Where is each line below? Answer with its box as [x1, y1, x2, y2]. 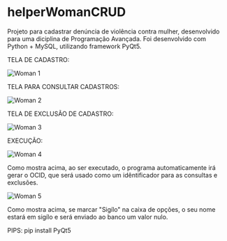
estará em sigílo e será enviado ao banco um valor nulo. [7, 212, 168, 221]
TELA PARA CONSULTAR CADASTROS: [7, 82, 120, 91]
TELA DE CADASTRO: [7, 55, 70, 63]
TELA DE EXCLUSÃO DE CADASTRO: [7, 109, 114, 118]
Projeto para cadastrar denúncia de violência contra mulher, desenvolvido [7, 27, 220, 36]
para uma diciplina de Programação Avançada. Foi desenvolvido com [7, 34, 207, 42]
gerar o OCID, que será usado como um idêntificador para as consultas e [7, 171, 218, 179]
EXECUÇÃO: [7, 137, 43, 145]
